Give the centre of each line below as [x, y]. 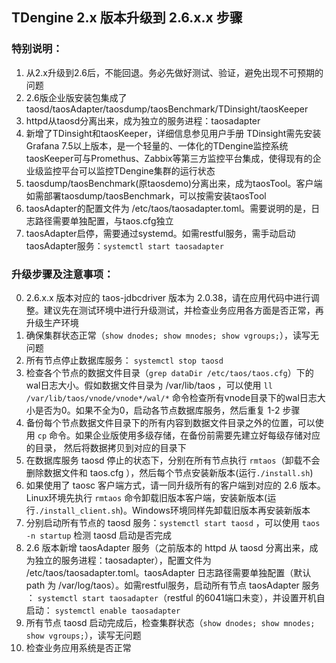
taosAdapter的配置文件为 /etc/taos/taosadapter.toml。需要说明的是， [168, 208]
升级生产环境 [52, 322]
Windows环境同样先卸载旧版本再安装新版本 [221, 510]
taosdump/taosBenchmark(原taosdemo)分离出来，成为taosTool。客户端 [174, 183]
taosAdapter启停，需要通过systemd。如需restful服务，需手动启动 [160, 233]
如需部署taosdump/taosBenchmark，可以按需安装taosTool [146, 195]
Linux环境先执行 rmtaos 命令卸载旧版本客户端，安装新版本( [146, 497]
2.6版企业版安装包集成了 [76, 97]
